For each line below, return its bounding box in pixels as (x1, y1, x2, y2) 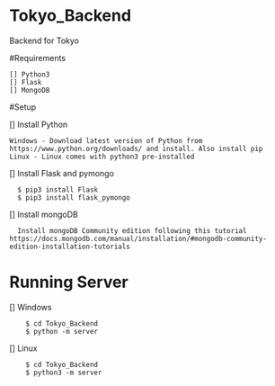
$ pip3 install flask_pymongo (17, 193, 130, 202)
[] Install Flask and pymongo (9, 167, 115, 178)
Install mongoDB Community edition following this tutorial (17, 226, 247, 235)
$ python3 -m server (25, 368, 102, 377)
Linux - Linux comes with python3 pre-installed (9, 152, 195, 161)
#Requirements (9, 52, 66, 63)
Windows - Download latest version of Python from (9, 136, 203, 145)
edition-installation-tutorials (9, 242, 130, 251)
